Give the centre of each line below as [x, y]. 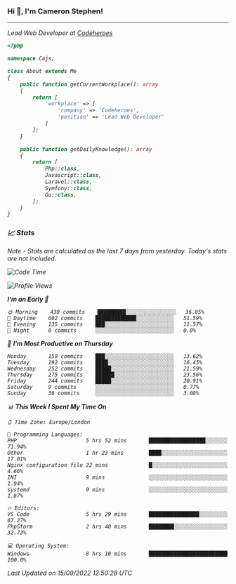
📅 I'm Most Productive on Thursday [60, 343]
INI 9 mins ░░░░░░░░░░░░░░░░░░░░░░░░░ [118, 477]
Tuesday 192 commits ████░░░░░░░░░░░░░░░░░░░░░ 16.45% [105, 362]
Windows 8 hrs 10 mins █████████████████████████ [118, 554]
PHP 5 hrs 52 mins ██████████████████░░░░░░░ [118, 440]
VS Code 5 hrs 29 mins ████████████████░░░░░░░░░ [118, 514]
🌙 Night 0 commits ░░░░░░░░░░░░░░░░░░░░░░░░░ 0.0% [102, 330]
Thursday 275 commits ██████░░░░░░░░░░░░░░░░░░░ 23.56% [105, 375]
